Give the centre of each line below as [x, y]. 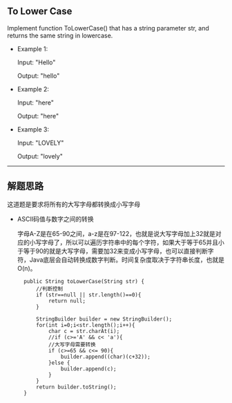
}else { [59, 363]
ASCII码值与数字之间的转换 [56, 219]
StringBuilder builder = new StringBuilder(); [104, 319]
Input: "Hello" [36, 62]
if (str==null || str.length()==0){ [88, 295]
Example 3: [33, 129]
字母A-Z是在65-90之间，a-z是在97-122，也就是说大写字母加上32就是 [116, 233]
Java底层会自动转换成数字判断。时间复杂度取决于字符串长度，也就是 [127, 260]
